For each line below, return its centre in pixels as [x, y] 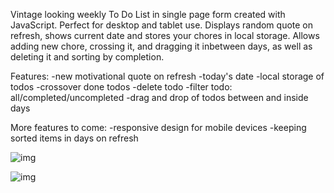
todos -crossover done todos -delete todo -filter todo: [121, 87]
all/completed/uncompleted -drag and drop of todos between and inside [159, 97]
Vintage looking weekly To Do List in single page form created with [148, 14]
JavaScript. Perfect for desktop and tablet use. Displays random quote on [162, 25]
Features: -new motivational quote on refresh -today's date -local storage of [167, 76]
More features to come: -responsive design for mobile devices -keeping [158, 127]
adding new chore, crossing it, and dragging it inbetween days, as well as [161, 46]
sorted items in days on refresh [74, 138]
